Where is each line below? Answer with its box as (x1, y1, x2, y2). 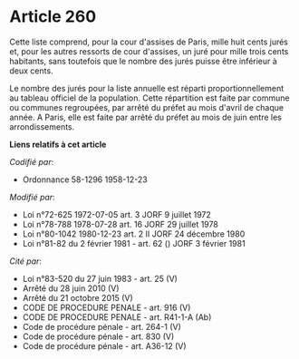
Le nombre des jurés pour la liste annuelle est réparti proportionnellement (9, 82, 284, 93)
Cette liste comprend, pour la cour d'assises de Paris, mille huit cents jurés (9, 36, 288, 47)
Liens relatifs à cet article (9, 139, 107, 150)
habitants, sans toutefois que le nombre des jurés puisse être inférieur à (9, 55, 278, 66)
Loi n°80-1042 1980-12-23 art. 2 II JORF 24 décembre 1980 (22, 228, 246, 239)
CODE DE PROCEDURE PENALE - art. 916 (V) (22, 302, 191, 313)
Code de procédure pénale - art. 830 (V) (22, 331, 175, 342)
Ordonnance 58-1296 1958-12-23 (22, 174, 148, 185)
